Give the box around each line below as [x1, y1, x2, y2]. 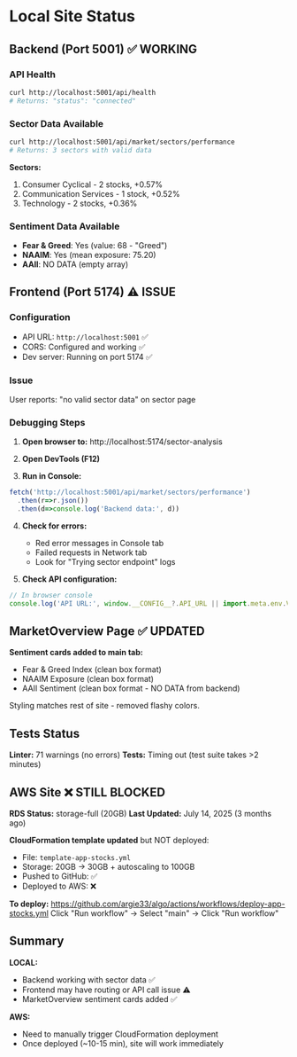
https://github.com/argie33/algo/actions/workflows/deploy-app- [50, 898, 286, 910]
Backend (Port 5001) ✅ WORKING [9, 42, 197, 57]
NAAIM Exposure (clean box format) [21, 674, 155, 685]
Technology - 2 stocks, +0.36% [21, 198, 138, 208]
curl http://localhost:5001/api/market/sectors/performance [9, 137, 236, 146]
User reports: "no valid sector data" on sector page [9, 394, 196, 404]
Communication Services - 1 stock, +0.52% [21, 188, 180, 199]
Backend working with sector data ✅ [21, 974, 156, 985]
